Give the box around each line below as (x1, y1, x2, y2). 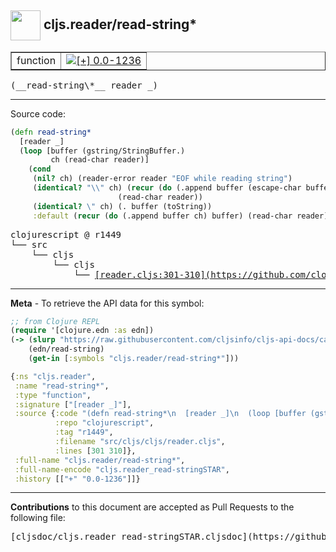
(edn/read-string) (28, 344, 105, 355)
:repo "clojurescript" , (54, 418, 155, 428)
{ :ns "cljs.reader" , (10, 371, 97, 381)
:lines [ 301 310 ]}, (54, 446, 137, 456)
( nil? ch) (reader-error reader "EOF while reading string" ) (32, 174, 293, 184)
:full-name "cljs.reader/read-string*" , (14, 455, 186, 465)
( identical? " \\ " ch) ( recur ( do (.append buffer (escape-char (32, 183, 302, 193)
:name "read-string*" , (14, 381, 110, 391)
